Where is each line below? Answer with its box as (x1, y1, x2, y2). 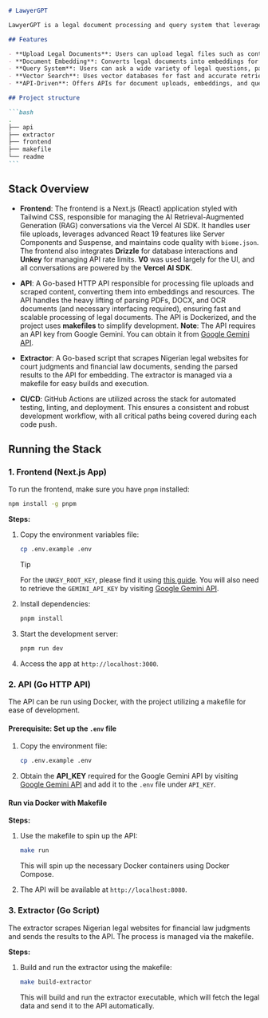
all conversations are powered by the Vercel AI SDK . (19, 262, 193, 272)
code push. (19, 419, 57, 429)
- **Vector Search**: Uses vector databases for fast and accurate (8, 72, 238, 81)
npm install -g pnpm (8, 500, 77, 508)
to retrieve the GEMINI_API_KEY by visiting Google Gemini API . (19, 584, 219, 594)
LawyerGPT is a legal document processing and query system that (8, 21, 230, 29)
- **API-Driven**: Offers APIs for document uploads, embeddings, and (8, 80, 248, 88)
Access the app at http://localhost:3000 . (19, 658, 160, 669)
